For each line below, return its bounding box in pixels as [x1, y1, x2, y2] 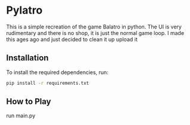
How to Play [6, 97, 52, 107]
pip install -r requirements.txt [6, 80, 89, 86]
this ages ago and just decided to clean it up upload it [6, 36, 138, 43]
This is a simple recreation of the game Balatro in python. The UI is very [6, 23, 182, 30]
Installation [6, 53, 49, 63]
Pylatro [6, 4, 43, 17]
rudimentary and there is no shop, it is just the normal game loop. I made [6, 29, 185, 36]
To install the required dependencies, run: [6, 69, 109, 76]
